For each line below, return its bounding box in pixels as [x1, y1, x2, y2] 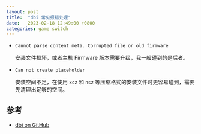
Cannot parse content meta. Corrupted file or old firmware [14, 43, 169, 49]
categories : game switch [6, 25, 68, 32]
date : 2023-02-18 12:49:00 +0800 [6, 20, 95, 26]
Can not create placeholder [14, 67, 85, 74]
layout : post [6, 8, 39, 15]
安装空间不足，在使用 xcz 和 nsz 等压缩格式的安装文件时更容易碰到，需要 [14, 78, 195, 86]
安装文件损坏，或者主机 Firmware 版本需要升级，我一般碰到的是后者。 [14, 54, 189, 62]
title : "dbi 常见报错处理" [6, 14, 71, 20]
